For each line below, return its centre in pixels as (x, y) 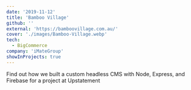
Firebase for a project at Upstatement (53, 80)
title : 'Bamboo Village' (38, 18)
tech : (13, 40)
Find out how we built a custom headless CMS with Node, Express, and (96, 74)
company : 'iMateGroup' (35, 51)
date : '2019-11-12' (31, 12)
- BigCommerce (30, 46)
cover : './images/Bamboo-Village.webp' (57, 34)
